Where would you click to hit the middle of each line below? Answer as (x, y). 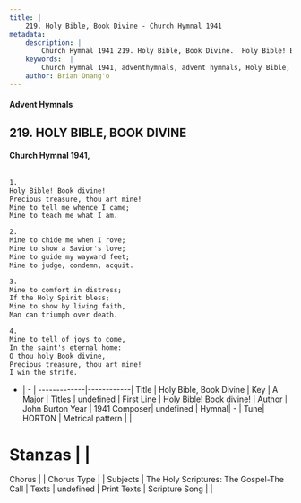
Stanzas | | (50, 455)
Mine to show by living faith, (68, 307)
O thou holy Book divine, (57, 356)
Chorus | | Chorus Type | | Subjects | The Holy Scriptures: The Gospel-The (147, 480)
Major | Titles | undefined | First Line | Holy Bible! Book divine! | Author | (155, 399)
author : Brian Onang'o (68, 76)
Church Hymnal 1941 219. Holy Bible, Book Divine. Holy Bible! (164, 51)
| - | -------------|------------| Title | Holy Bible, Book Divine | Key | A (150, 390)
